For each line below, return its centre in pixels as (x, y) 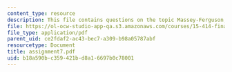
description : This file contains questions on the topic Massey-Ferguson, (117, 20)
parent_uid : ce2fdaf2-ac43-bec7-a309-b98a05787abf (81, 39)
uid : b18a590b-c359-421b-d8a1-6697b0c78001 (71, 58)
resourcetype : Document (41, 45)
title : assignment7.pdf (41, 52)
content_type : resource (41, 13)
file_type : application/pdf (48, 33)
